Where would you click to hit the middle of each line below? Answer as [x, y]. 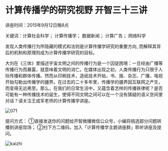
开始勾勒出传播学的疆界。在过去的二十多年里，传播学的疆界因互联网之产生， [84, 82]
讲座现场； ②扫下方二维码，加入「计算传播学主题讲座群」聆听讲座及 [85, 127]
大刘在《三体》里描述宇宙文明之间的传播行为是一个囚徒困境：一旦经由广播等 [84, 63]
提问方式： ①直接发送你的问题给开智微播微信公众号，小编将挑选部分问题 [81, 121]
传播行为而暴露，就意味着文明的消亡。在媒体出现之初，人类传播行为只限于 [82, 69]
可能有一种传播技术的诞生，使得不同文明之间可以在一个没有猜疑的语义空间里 [84, 94]
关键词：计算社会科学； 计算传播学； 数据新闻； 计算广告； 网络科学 [75, 35]
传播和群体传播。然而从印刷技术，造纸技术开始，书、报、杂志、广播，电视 [86, 75]
